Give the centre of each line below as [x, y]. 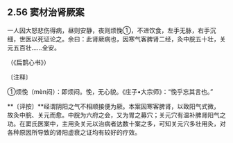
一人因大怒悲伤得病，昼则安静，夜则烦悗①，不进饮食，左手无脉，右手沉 [112, 30]
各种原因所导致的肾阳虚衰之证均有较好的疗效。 [74, 132]
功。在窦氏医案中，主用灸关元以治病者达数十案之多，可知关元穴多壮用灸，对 [116, 124]
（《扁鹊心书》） [28, 62]
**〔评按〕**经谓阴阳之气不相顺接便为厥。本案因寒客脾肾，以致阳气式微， [114, 106]
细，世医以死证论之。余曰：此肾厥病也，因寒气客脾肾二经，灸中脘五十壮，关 [116, 39]
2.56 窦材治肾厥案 [46, 12]
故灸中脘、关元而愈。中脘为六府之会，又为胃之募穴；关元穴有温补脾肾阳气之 [116, 115]
